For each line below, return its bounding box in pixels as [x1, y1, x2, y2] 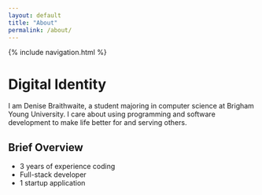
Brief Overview [8, 141, 84, 154]
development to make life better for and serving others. [8, 118, 187, 127]
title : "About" [8, 19, 58, 27]
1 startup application [19, 178, 86, 188]
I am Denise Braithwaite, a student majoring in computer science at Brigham [8, 101, 254, 111]
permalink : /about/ [8, 26, 72, 34]
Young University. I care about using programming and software [8, 109, 216, 119]
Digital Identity [8, 75, 107, 93]
